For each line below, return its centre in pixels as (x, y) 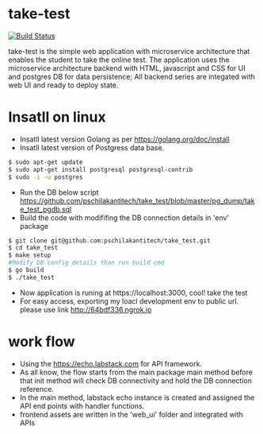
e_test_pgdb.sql (46, 209)
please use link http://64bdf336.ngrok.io (86, 309)
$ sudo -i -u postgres (46, 177)
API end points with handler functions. (82, 405)
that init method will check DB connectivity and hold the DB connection (135, 380)
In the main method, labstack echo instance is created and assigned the (137, 397)
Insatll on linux (57, 117)
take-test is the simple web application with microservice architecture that (129, 51)
